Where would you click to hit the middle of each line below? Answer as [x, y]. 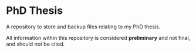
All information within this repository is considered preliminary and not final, [98, 38]
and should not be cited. [36, 44]
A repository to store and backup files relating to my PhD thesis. [83, 27]
